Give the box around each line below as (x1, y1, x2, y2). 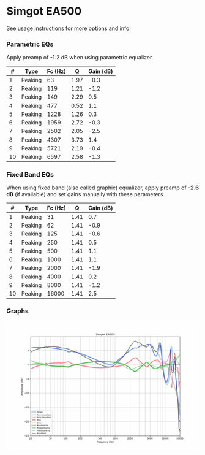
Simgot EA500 (6, 4, 82, 18)
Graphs (6, 307, 29, 315)
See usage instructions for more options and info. (6, 25, 132, 32)
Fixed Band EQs (6, 170, 54, 178)
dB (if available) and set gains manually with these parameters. (6, 191, 165, 198)
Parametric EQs (6, 40, 54, 48)
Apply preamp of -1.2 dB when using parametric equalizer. (6, 54, 154, 61)
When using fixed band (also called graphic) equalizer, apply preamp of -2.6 (6, 184, 199, 191)
